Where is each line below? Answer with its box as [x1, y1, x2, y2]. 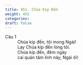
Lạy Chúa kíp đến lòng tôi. [17, 44, 70, 50]
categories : [5, 16, 29, 21]
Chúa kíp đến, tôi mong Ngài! [17, 39, 77, 45]
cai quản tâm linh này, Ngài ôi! [17, 54, 79, 61]
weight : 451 [5, 12, 29, 16]
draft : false [5, 20, 32, 26]
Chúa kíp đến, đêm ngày [17, 49, 67, 55]
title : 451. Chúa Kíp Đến [5, 7, 58, 12]
